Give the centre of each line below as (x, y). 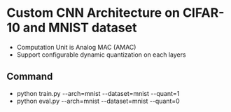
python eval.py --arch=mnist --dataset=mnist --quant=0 (98, 101)
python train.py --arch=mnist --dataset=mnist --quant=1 (98, 93)
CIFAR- (203, 13)
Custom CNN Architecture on (93, 13)
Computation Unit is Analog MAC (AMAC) (76, 47)
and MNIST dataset (80, 28)
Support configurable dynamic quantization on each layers (101, 55)
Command (30, 77)
